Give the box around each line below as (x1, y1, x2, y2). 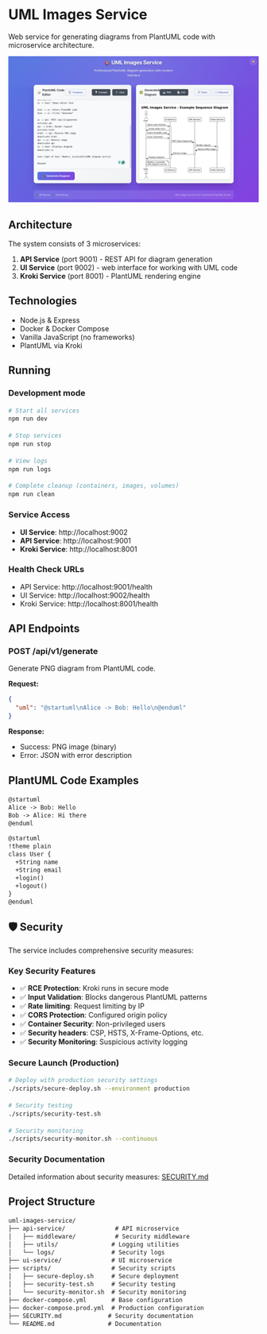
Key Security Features (8, 965, 96, 976)
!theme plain (8, 842, 52, 850)
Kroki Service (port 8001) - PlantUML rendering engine (19, 272, 201, 281)
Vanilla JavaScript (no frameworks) (19, 332, 135, 342)
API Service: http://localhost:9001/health (19, 582, 153, 591)
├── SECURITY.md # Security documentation (8, 1313, 194, 1320)
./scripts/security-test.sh (8, 1110, 102, 1118)
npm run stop (8, 440, 52, 448)
